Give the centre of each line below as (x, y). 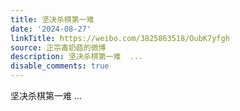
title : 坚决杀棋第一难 (52, 19)
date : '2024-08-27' (51, 29)
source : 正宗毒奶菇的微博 (58, 47)
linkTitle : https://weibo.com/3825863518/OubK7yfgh (120, 38)
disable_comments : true (60, 66)
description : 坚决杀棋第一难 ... (77, 57)
